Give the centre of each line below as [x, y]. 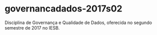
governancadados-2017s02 [63, 9]
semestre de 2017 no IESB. [32, 27]
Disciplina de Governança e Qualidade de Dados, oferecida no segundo [78, 22]
